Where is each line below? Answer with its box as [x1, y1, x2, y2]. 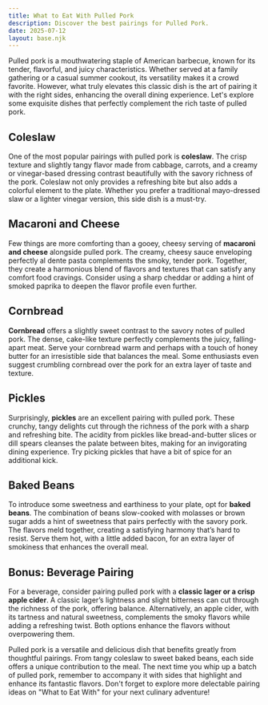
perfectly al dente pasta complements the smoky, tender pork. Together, [8, 256, 247, 265]
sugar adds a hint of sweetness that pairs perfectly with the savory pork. [8, 517, 248, 526]
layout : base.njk [8, 34, 66, 42]
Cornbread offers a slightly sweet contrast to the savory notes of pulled [8, 325, 246, 335]
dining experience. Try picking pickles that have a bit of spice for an [8, 446, 232, 457]
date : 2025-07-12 [8, 26, 66, 34]
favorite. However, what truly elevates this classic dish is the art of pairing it [8, 82, 258, 91]
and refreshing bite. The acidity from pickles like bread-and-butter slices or [8, 429, 257, 439]
